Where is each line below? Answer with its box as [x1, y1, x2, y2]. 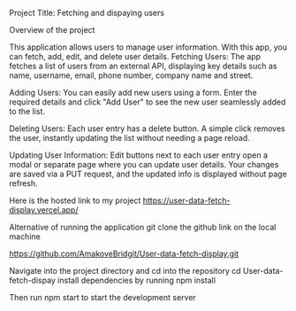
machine [9, 231, 42, 242]
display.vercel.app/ [9, 205, 79, 215]
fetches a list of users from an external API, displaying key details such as [9, 61, 277, 71]
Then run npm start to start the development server [9, 292, 196, 302]
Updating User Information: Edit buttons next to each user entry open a [9, 150, 268, 160]
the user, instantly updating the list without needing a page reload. [9, 133, 250, 143]
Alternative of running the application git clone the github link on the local [9, 222, 277, 232]
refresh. [9, 178, 38, 189]
